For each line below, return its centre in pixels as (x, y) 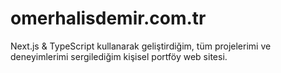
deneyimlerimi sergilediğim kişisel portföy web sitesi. (119, 56)
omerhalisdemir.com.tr (108, 18)
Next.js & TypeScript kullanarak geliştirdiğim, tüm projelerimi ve (141, 46)
